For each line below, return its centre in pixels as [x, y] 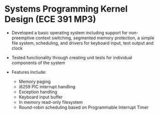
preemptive [23, 38]
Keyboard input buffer [41, 97]
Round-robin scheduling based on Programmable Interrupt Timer [84, 107]
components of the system [38, 63]
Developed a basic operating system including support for [70, 33]
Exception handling [38, 92]
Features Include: [29, 72]
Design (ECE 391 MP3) [50, 19]
